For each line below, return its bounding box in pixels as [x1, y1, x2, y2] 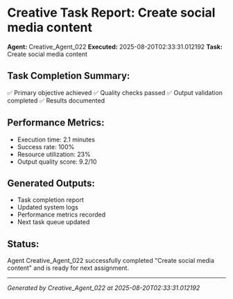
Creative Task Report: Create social [7, 5, 216, 21]
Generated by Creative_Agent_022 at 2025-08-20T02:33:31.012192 [7, 284, 200, 292]
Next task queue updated [17, 218, 90, 226]
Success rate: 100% [17, 142, 75, 151]
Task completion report [17, 196, 85, 204]
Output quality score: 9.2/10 [17, 157, 97, 166]
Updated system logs [17, 203, 78, 212]
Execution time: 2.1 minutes [17, 135, 96, 144]
